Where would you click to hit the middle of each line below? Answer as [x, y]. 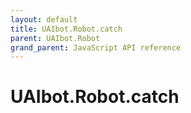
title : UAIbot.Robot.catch [66, 29]
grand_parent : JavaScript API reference [96, 47]
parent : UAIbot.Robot [55, 38]
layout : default [44, 19]
